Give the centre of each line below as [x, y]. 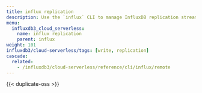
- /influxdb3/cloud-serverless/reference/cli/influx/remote [94, 67]
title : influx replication [40, 12]
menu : [13, 23]
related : [23, 61]
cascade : [17, 56]
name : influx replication [50, 34]
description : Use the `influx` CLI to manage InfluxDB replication [93, 17]
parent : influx [36, 39]
